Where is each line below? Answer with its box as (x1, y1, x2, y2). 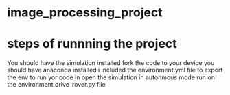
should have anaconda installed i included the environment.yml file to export (7, 66, 223, 74)
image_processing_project (7, 5, 163, 21)
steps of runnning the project (7, 36, 177, 52)
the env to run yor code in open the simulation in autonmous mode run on (7, 73, 215, 81)
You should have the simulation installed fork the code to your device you (7, 59, 215, 67)
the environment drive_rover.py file (7, 81, 106, 89)
